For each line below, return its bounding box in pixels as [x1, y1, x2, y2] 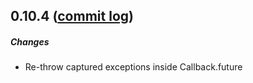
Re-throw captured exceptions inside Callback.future [24, 61, 243, 73]
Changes [10, 35, 50, 48]
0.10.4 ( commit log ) [10, 8, 134, 25]
